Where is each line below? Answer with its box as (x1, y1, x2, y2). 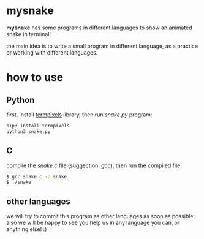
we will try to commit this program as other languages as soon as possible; (6, 213, 195, 220)
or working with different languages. (6, 48, 98, 56)
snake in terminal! (6, 30, 51, 37)
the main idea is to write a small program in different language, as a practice (6, 42, 198, 50)
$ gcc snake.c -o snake (6, 173, 67, 180)
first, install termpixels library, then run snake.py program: (6, 111, 153, 118)
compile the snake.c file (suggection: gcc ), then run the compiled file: (6, 162, 183, 169)
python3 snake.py (6, 128, 51, 135)
